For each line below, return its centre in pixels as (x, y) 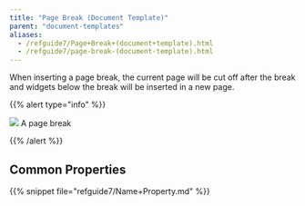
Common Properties (68, 169)
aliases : (26, 34)
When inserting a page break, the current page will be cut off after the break (152, 77)
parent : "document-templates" (67, 26)
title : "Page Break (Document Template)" (89, 18)
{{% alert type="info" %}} (58, 104)
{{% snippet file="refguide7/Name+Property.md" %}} (110, 191)
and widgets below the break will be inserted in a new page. (122, 87)
